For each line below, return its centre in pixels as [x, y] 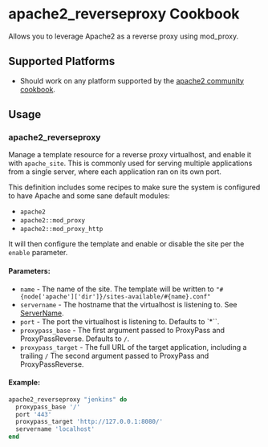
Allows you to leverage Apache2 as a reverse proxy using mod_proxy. [124, 36]
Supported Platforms [62, 61]
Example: [24, 383]
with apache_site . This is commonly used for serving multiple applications [130, 163]
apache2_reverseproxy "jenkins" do [68, 399]
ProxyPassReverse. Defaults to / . [75, 339]
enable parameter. [38, 253]
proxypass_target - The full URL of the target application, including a [133, 347]
